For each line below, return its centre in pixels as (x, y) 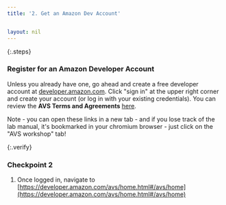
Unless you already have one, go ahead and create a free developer (103, 84)
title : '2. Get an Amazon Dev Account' (64, 13)
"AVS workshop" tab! (37, 134)
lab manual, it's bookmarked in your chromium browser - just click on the (110, 126)
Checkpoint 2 (30, 165)
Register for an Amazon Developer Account (81, 69)
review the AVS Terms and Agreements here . (72, 106)
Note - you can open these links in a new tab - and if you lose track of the (111, 119)
